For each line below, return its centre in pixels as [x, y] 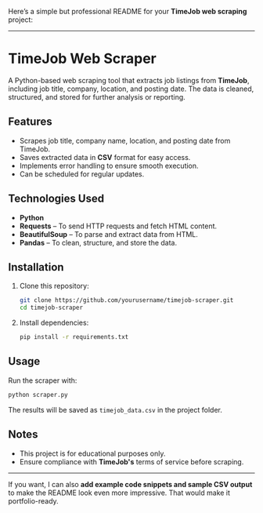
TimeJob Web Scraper [82, 59]
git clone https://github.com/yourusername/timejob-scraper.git [126, 300]
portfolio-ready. [33, 500]
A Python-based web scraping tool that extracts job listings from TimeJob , [129, 80]
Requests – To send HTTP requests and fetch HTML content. [118, 226]
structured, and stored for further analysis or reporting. [97, 96]
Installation [36, 267]
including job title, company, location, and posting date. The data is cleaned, [131, 89]
